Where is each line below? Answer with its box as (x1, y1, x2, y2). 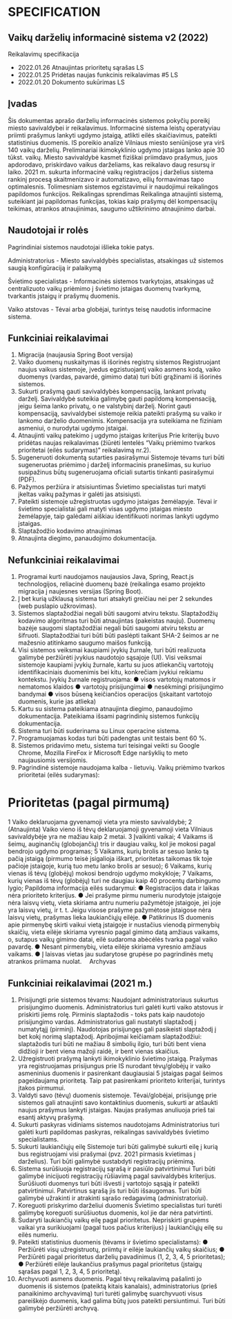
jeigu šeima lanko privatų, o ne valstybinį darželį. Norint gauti (17, 402, 192, 410)
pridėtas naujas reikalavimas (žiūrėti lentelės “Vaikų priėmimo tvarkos (17, 439, 216, 447)
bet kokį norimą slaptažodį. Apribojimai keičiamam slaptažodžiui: (17, 1032, 202, 1041)
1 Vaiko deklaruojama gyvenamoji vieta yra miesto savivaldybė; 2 (8, 818, 193, 826)
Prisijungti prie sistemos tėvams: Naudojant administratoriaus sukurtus (17, 996, 219, 1004)
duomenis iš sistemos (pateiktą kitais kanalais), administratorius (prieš (17, 1282, 217, 1290)
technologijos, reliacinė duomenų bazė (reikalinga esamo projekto (17, 580, 206, 588)
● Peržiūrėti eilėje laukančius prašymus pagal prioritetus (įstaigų (17, 1260, 202, 1268)
